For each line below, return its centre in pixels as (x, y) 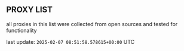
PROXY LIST (29, 10)
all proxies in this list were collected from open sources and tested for (92, 24)
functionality (22, 30)
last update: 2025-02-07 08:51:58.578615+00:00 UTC (70, 42)
